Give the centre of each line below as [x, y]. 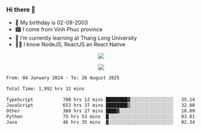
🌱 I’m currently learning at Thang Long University [76, 38]
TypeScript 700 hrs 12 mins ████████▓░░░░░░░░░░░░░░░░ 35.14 [101, 100]
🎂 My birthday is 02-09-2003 [51, 23]
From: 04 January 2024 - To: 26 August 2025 [63, 78]
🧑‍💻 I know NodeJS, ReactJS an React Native [70, 44]
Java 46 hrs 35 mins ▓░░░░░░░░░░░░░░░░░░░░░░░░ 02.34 [101, 122]
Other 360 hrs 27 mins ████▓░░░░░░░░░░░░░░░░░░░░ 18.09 [101, 111]
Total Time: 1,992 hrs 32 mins [45, 89]
